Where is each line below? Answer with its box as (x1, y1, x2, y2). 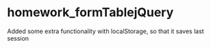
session (7, 34, 29, 42)
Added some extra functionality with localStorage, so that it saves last (7, 27, 204, 35)
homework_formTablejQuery (7, 5, 174, 20)
